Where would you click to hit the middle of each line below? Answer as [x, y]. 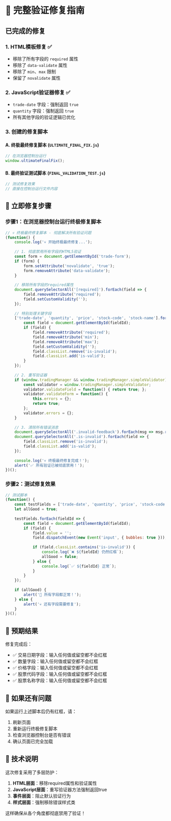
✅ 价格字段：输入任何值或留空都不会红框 [55, 668]
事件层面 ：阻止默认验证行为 [42, 796]
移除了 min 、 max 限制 [34, 71]
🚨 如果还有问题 [28, 698]
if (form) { [27, 261]
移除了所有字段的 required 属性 [45, 59]
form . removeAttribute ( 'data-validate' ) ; [67, 271]
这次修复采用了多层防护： [32, 772]
